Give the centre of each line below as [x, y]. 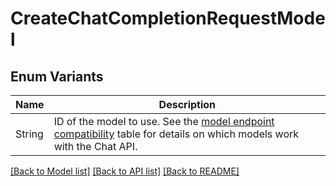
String [29, 134]
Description [187, 104]
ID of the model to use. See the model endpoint [164, 121]
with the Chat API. [95, 146]
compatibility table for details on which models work [176, 134]
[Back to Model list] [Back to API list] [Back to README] [125, 171]
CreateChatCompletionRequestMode [168, 18]
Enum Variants [57, 76]
